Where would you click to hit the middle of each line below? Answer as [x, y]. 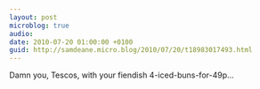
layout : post [33, 17]
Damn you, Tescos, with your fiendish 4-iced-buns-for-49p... [122, 75]
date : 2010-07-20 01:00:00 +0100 [71, 42]
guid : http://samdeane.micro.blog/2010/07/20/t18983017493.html [131, 50]
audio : [21, 33]
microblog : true [39, 26]
